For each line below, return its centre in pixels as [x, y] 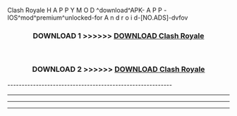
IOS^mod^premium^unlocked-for [55, 18]
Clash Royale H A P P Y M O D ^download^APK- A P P [85, 10]
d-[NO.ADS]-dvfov [161, 18]
